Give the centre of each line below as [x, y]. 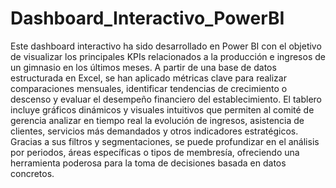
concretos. [32, 173]
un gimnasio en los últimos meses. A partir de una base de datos [143, 67]
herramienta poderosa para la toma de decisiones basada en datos [148, 163]
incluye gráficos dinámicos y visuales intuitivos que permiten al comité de [162, 109]
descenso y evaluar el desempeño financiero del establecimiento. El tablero [166, 99]
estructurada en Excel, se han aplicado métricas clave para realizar [148, 78]
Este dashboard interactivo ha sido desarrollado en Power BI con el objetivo [166, 46]
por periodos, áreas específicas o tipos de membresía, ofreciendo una [155, 152]
